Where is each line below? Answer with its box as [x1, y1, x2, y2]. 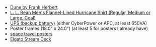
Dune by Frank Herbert [10, 4, 58, 10]
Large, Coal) [10, 15, 36, 20]
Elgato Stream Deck [10, 36, 51, 42]
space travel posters [10, 31, 53, 36]
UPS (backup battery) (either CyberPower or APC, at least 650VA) [10, 20, 147, 26]
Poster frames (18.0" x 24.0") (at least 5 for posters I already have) [10, 25, 148, 31]
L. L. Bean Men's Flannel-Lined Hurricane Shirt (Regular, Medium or [10, 9, 151, 15]
